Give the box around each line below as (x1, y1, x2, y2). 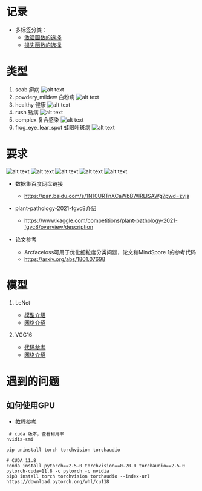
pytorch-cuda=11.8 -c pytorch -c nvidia (6, 468, 110, 474)
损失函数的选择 (24, 41, 62, 48)
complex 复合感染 (15, 116, 59, 124)
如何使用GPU (6, 400, 56, 411)
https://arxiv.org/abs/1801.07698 (24, 255, 106, 263)
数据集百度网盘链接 (15, 180, 64, 187)
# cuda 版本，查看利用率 (8, 430, 65, 437)
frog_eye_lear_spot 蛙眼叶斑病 (15, 124, 91, 131)
